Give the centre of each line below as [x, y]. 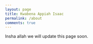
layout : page [18, 9]
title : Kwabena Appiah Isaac [34, 14]
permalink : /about [23, 18]
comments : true [20, 23]
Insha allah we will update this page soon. [47, 36]
